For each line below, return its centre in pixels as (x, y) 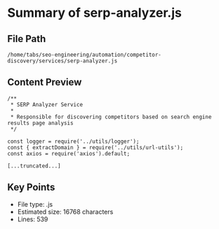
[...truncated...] (34, 166)
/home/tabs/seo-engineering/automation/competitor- (84, 55)
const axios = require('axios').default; (69, 153)
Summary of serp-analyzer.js (95, 13)
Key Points (31, 187)
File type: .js (35, 204)
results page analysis (40, 123)
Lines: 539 (33, 219)
